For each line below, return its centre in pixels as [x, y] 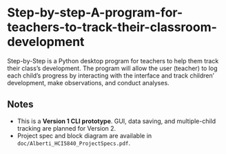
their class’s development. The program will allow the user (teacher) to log [113, 68]
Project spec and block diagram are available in [84, 135]
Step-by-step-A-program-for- [95, 13]
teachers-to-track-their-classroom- [112, 27]
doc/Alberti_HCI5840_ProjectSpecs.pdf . [74, 143]
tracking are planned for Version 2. [66, 128]
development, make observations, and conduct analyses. [89, 82]
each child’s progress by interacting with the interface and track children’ [111, 75]
